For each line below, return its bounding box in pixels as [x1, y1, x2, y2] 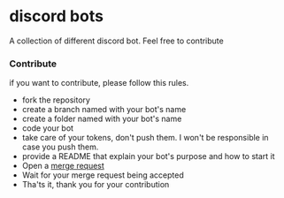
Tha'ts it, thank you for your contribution [21, 179, 170, 190]
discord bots [9, 6, 104, 27]
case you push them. [21, 141, 99, 152]
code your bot [21, 123, 73, 133]
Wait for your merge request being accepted [21, 170, 184, 180]
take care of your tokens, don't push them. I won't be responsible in [21, 133, 269, 143]
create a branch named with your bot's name [21, 104, 187, 115]
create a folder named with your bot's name [21, 113, 182, 125]
